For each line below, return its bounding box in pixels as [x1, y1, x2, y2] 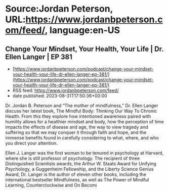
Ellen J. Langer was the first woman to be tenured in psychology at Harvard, [5, 150, 164, 156]
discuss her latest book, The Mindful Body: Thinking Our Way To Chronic [5, 108, 157, 114]
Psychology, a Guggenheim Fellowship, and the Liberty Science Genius [5, 166, 154, 172]
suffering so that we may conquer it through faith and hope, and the [5, 129, 147, 135]
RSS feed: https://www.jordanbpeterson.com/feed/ [12, 87, 119, 93]
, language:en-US [45, 25, 120, 36]
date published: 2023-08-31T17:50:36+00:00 [12, 93, 107, 99]
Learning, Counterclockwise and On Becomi [5, 182, 97, 188]
